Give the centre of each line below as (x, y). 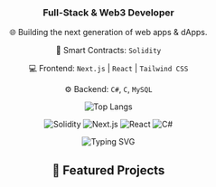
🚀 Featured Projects (108, 170)
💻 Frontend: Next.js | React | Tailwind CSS (108, 69)
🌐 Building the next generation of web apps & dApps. (108, 33)
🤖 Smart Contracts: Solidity (108, 51)
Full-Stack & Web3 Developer (108, 13)
